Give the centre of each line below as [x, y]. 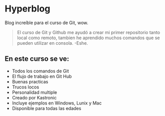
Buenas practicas [30, 81]
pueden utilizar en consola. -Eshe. [53, 43]
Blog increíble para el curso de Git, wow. [47, 23]
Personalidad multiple [34, 92]
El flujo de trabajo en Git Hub [42, 76]
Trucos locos [25, 87]
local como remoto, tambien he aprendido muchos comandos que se [88, 38]
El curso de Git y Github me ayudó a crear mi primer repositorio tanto [89, 32]
